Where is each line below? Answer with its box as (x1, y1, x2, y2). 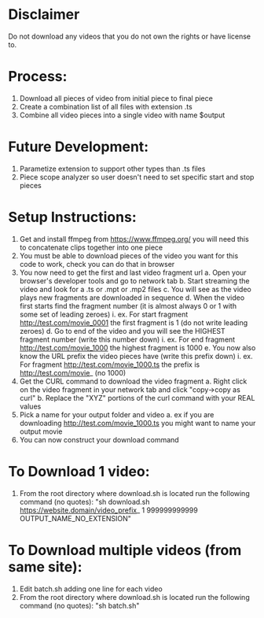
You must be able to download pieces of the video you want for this (19, 250, 239, 261)
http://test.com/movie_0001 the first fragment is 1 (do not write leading (19, 317, 248, 328)
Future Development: (8, 138, 149, 156)
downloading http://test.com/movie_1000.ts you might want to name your (19, 418, 256, 427)
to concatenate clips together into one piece (19, 242, 163, 252)
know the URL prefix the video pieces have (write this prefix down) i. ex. (19, 351, 253, 361)
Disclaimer (8, 6, 80, 24)
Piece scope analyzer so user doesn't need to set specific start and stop (19, 172, 255, 182)
